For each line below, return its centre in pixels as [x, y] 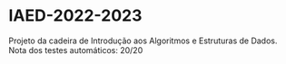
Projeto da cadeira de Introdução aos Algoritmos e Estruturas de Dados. [143, 41]
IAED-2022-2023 [75, 16]
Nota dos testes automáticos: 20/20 [76, 50]
